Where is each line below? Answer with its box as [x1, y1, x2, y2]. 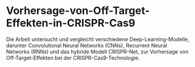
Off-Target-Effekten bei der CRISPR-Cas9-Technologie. [6, 54, 140, 61]
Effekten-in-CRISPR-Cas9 [6, 16, 136, 30]
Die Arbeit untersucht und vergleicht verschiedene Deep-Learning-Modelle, [6, 36, 190, 43]
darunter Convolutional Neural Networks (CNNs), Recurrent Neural [6, 42, 167, 49]
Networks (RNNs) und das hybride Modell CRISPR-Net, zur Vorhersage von [6, 48, 189, 55]
